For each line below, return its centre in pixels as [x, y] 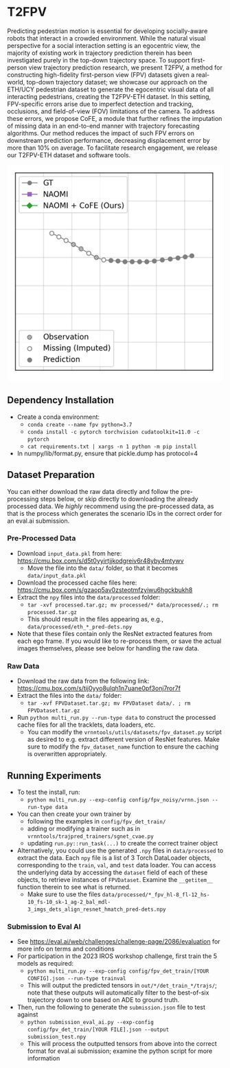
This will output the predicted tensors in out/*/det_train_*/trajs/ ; [122, 986]
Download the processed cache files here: [77, 582]
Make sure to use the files [64, 894]
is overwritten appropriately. [67, 754]
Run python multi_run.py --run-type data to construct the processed [116, 718]
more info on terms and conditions [66, 949]
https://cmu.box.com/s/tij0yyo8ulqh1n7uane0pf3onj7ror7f [99, 688]
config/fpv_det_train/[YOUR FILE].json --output [98, 1030]
